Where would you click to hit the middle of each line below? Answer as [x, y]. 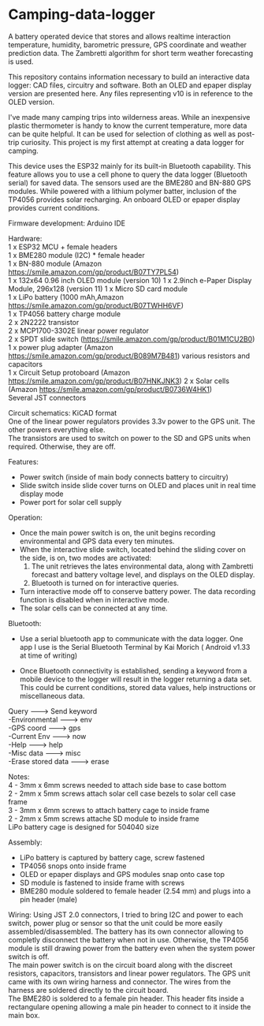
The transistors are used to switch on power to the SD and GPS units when [129, 438]
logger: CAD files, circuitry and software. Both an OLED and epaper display [130, 85]
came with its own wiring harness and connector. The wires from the [119, 981]
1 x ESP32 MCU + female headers [63, 247]
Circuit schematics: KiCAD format [63, 412]
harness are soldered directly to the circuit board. [89, 990]
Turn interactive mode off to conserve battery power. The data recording [138, 591]
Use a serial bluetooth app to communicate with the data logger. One [131, 638]
